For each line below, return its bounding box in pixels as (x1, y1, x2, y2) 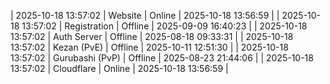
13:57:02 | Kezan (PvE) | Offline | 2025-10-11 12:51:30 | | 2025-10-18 (10, 41, 289, 53)
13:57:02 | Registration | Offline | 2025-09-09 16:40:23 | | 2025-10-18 (21, 20, 308, 32)
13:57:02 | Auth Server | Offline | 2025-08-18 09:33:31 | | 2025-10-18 (10, 31, 294, 42)
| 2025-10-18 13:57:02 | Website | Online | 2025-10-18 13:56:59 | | (10, 10, 280, 21)
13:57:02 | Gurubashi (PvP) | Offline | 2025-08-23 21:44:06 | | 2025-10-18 (10, 52, 314, 64)
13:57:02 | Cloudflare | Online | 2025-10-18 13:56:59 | (10, 63, 229, 74)
